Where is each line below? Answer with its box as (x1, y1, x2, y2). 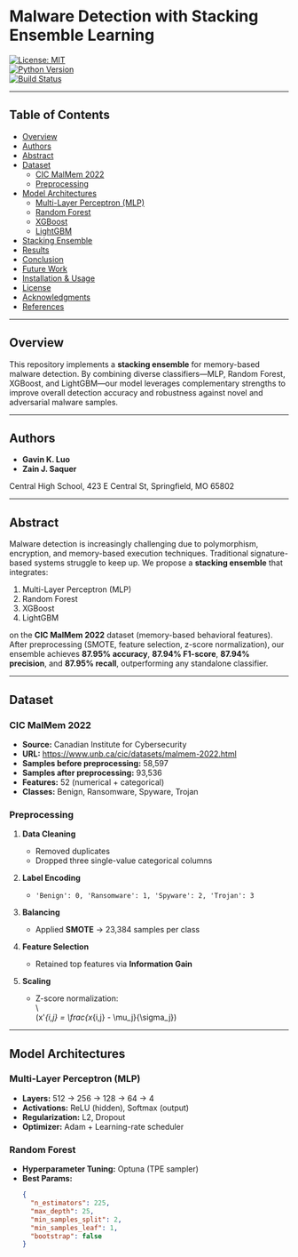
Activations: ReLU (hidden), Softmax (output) (21, 1102, 189, 1113)
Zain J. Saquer (21, 464, 77, 475)
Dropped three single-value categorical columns (35, 855, 213, 866)
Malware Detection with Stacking (9, 6, 259, 27)
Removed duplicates (35, 846, 111, 857)
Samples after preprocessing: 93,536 (21, 767, 162, 778)
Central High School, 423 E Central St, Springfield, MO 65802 (9, 481, 235, 492)
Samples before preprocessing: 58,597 (21, 757, 169, 768)
